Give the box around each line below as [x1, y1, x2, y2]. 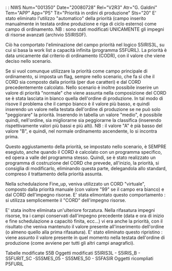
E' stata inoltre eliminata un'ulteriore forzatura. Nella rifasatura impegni [5, 207, 155, 213]
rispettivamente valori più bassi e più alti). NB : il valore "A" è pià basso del [5, 123, 163, 129]
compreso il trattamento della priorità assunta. [5, 171, 103, 177]
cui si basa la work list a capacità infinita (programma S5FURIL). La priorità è [5, 47, 167, 53]
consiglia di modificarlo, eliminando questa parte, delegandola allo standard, [5, 166, 167, 171]
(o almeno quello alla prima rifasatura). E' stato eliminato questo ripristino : [5, 229, 163, 235]
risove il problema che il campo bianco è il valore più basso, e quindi [5, 101, 150, 107]
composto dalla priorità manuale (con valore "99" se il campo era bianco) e [5, 186, 164, 192]
